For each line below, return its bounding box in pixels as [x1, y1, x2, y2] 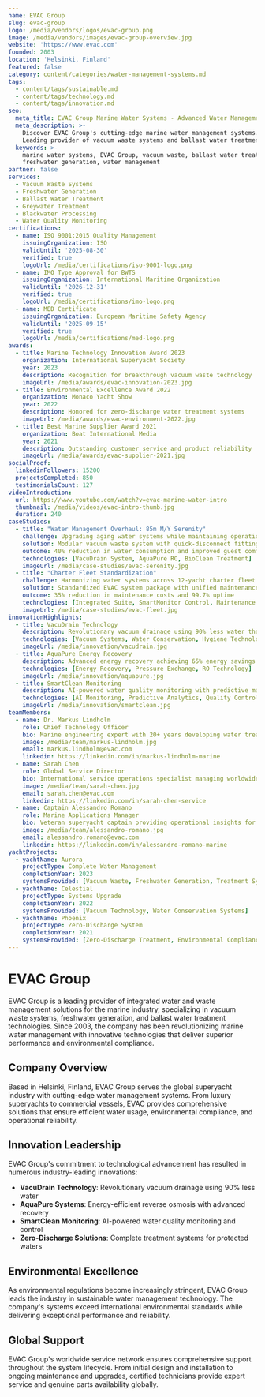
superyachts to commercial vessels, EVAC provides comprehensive [8, 1099, 227, 1108]
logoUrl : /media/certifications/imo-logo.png [22, 298, 175, 305]
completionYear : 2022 [22, 899, 93, 908]
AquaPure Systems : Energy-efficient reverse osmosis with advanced [19, 1200, 246, 1209]
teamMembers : [8, 709, 51, 717]
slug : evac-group [8, 19, 65, 27]
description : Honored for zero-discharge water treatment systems [22, 408, 245, 416]
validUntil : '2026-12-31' [22, 283, 108, 291]
